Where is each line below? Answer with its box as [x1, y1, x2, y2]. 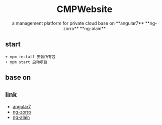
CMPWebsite [56, 4, 113, 15]
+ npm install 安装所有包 [5, 54, 56, 59]
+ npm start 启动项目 [5, 59, 48, 65]
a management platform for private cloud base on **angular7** [12, 20, 144, 26]
